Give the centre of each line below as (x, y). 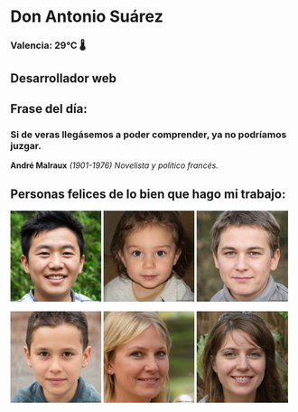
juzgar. (26, 145)
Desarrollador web (63, 78)
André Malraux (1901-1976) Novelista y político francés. (115, 165)
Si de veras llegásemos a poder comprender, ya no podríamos (149, 135)
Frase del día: (49, 109)
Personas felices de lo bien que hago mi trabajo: (148, 194)
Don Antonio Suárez (87, 17)
